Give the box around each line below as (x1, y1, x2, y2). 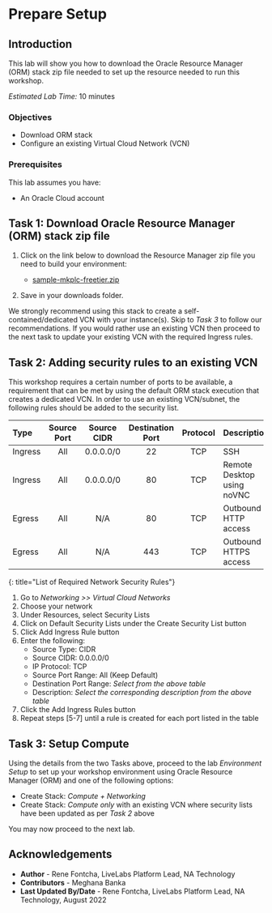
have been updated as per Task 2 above (19, 808, 155, 818)
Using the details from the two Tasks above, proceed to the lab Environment (8, 758, 261, 768)
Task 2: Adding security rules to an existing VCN (8, 356, 258, 369)
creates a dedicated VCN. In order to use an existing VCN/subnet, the (8, 395, 240, 404)
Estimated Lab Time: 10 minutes (8, 92, 116, 101)
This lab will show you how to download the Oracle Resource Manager (8, 58, 244, 68)
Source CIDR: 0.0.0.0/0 (32, 653, 109, 663)
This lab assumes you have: (8, 177, 101, 187)
